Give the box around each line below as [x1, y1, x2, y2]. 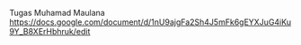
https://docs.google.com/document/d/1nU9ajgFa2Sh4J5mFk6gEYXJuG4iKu [9, 17, 292, 27]
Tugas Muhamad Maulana [9, 8, 105, 18]
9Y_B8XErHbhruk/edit [9, 26, 91, 36]
